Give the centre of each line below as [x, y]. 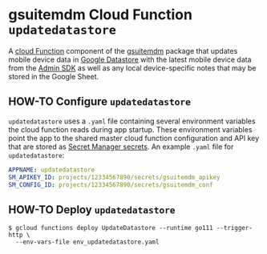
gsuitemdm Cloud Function [100, 15]
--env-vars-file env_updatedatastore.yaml [87, 242]
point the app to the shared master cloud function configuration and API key [134, 138]
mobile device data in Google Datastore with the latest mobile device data [130, 59]
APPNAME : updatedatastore [51, 170]
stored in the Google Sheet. [54, 76]
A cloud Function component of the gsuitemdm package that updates [123, 50]
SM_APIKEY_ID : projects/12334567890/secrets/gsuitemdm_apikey [114, 177]
